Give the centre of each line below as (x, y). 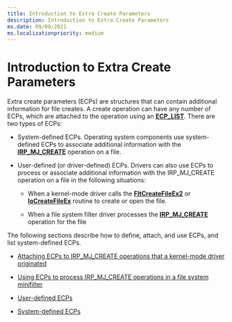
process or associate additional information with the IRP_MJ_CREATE (116, 173)
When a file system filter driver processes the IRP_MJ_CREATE (118, 215)
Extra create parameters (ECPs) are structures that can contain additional (112, 102)
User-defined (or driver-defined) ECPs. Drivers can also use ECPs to (115, 166)
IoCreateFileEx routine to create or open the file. (97, 201)
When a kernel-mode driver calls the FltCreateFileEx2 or (109, 194)
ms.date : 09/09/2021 (37, 26)
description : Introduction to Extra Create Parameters (88, 20)
